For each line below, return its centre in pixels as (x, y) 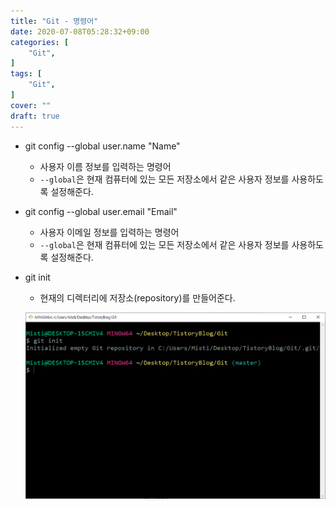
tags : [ (26, 74)
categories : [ (40, 42)
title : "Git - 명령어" (54, 21)
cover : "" (31, 105)
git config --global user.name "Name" (102, 146)
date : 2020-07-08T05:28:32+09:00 (80, 31)
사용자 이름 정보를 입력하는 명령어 (105, 166)
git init (37, 277)
